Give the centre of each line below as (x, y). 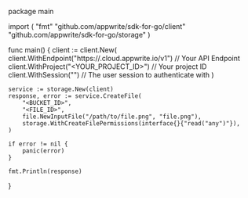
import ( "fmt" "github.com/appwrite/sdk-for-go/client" (97, 26)
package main (31, 11)
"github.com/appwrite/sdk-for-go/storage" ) (79, 35)
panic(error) (44, 151)
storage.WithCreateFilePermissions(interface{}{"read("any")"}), (131, 124)
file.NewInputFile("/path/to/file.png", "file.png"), (112, 117)
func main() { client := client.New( (63, 50)
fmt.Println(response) (45, 171)
